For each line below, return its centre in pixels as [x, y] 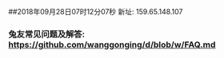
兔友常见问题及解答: [47, 34]
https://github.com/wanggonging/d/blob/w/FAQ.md [112, 44]
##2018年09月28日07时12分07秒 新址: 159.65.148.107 [96, 12]
